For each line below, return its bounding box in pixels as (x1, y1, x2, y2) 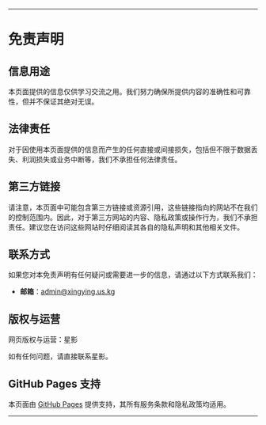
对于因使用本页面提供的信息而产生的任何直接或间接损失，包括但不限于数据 (8, 144, 251, 154)
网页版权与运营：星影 (8, 335, 78, 344)
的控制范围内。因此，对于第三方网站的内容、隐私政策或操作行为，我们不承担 (8, 212, 258, 222)
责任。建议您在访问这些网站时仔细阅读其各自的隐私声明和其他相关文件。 (8, 222, 244, 232)
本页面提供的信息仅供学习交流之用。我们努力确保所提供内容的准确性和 (8, 87, 237, 96)
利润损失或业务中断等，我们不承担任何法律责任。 (21, 154, 182, 164)
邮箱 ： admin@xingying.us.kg (19, 286, 116, 297)
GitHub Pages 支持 (8, 377, 101, 390)
